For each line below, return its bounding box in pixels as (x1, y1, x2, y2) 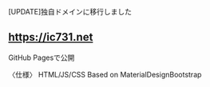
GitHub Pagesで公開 (8, 53, 75, 62)
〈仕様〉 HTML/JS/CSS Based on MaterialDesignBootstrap (8, 69, 202, 79)
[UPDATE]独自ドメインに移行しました (8, 7, 133, 16)
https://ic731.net (8, 30, 93, 44)
